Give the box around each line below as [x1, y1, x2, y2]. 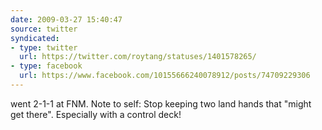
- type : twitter [10, 42, 78, 53]
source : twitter [10, 24, 78, 34]
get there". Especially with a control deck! [10, 108, 182, 120]
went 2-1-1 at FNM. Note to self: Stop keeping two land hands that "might [10, 97, 312, 110]
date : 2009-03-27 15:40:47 [10, 14, 123, 25]
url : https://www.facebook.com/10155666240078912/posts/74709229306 [19, 71, 311, 81]
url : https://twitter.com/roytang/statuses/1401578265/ [19, 52, 257, 62]
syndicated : [10, 33, 60, 43]
